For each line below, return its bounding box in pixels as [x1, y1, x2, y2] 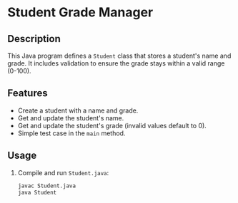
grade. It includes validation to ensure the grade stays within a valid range [7, 59, 225, 68]
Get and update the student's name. [17, 113, 124, 122]
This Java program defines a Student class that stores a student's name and [7, 51, 232, 60]
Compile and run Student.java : [17, 168, 109, 177]
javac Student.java [17, 182, 76, 189]
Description [7, 33, 61, 45]
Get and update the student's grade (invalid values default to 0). [17, 121, 207, 130]
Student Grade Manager [7, 4, 154, 21]
